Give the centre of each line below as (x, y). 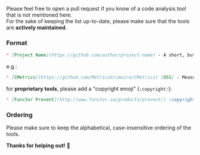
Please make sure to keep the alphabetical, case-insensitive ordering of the (99, 128)
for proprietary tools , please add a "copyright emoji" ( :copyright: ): (89, 89)
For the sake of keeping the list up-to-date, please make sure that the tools (98, 21)
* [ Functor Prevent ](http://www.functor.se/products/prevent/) (86, 100)
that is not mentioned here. (39, 15)
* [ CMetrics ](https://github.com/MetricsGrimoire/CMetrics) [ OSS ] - (93, 77)
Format (17, 43)
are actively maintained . (37, 27)
